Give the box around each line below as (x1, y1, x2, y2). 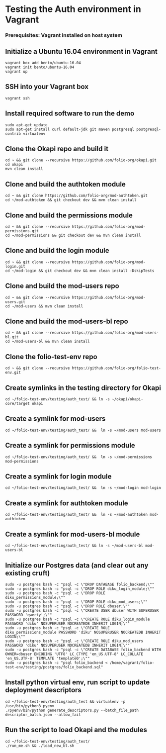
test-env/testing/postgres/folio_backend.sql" (5, 664, 103, 669)
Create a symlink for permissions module (5, 441, 135, 450)
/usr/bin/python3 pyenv (5, 703, 55, 708)
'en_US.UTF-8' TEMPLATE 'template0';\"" (5, 656, 90, 661)
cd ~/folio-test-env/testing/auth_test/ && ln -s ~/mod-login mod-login (5, 485, 162, 490)
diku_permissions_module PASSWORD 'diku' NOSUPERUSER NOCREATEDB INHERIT (5, 630, 162, 635)
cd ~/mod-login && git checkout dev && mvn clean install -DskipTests (5, 268, 155, 273)
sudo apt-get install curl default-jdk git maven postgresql (5, 127, 135, 132)
